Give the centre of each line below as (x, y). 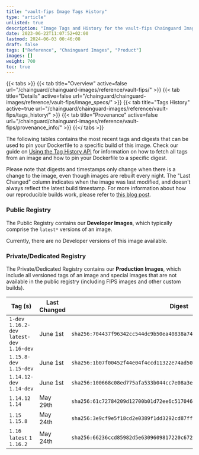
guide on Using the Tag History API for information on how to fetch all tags (97, 152)
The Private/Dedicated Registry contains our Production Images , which (94, 269)
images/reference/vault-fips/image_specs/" (60, 102)
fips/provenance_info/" (34, 127)
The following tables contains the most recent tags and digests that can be (97, 139)
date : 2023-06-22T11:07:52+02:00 (47, 34)
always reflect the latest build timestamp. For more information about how (96, 188)
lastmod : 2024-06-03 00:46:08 (44, 39)
